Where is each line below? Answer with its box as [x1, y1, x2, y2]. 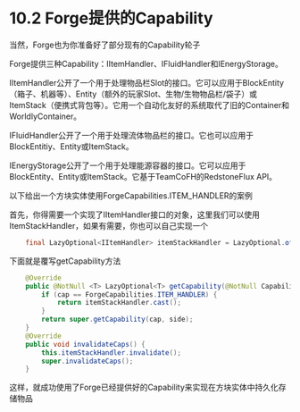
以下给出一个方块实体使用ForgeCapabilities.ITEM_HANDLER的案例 [9, 189, 253, 201]
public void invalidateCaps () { [25, 340, 146, 349]
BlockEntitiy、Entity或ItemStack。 [9, 140, 134, 152]
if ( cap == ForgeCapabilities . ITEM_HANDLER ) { [41, 290, 218, 299]
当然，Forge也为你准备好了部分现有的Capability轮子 [9, 39, 201, 50]
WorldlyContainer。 [9, 111, 82, 122]
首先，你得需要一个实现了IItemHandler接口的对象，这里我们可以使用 [9, 209, 261, 220]
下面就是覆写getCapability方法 [9, 256, 121, 266]
